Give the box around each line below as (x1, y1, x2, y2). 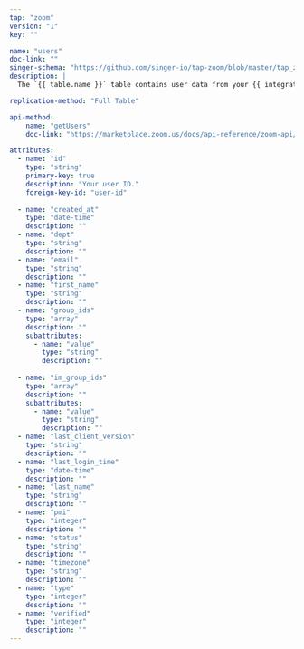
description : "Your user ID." (25, 179, 140, 188)
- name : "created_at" (17, 205, 100, 214)
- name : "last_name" (17, 482, 95, 492)
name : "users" (9, 46, 63, 55)
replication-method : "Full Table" (9, 96, 140, 105)
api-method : (9, 112, 54, 122)
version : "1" (9, 22, 59, 31)
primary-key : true (25, 171, 95, 180)
